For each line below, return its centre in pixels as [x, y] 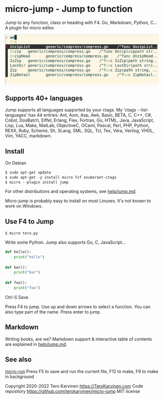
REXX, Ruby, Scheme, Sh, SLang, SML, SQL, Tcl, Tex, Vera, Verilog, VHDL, [80, 131]
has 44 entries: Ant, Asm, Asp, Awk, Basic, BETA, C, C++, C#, [90, 115]
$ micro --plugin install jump [37, 182]
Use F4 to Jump [30, 221]
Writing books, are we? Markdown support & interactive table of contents [79, 339]
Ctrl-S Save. [17, 297]
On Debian [16, 163]
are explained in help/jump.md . [36, 344]
